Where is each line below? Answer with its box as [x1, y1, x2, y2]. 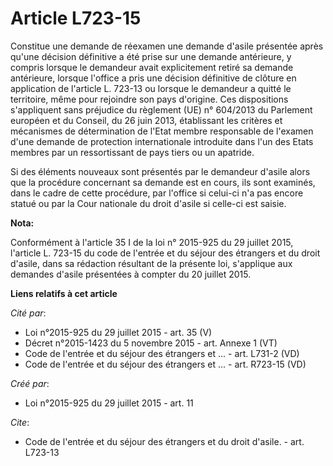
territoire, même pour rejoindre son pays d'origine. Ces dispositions [10, 93, 289, 105]
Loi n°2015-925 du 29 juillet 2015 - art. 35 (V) [24, 326, 213, 338]
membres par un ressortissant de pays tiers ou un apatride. [10, 146, 255, 158]
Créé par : [10, 377, 50, 389]
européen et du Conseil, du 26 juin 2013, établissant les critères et [10, 114, 283, 126]
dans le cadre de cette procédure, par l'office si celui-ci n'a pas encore [10, 187, 304, 199]
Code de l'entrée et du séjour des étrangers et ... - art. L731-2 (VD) [24, 347, 300, 359]
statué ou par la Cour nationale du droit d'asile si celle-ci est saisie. [10, 197, 287, 209]
